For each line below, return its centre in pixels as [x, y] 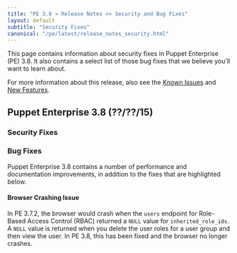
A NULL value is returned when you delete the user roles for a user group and [118, 229]
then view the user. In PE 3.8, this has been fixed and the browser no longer [117, 236]
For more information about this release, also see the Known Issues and [112, 83]
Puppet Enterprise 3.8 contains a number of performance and [97, 166]
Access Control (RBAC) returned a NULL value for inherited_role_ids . [128, 221]
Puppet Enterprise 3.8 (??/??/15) [80, 112]
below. [17, 182]
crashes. [20, 244]
